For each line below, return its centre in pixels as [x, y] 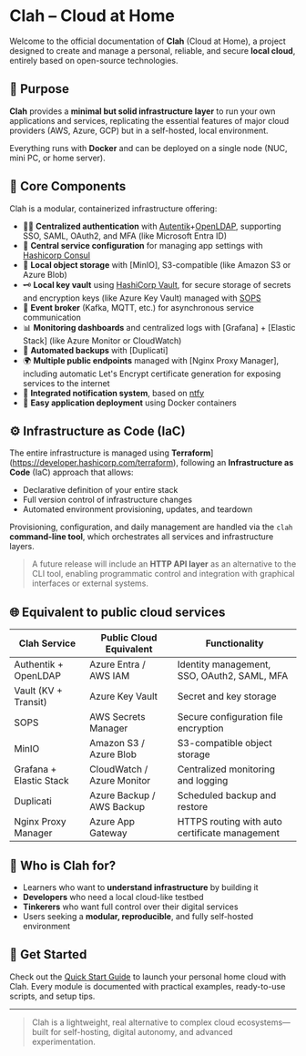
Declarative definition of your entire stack [100, 490]
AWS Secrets [117, 717]
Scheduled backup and [227, 795]
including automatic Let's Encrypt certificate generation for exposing [152, 374]
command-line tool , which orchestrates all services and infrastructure [142, 537]
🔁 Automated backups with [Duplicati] [95, 350]
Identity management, [224, 664]
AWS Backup [117, 807]
